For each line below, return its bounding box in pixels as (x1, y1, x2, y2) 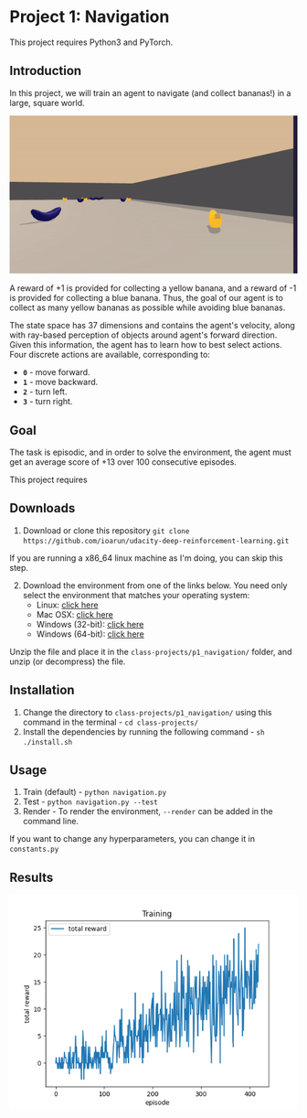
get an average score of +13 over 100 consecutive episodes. (9, 456, 238, 468)
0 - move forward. (22, 367, 90, 378)
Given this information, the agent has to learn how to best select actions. (9, 339, 283, 350)
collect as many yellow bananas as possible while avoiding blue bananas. (9, 302, 286, 313)
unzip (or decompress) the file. (9, 656, 126, 667)
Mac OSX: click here (36, 608, 114, 619)
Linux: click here (36, 599, 99, 610)
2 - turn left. (22, 386, 68, 397)
